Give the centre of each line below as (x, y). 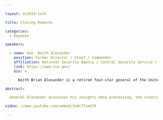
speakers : (15, 45)
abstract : (15, 89)
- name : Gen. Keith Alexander (40, 53)
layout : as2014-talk (26, 14)
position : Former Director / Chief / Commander (63, 58)
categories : (17, 31)
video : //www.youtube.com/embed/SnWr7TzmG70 (51, 106)
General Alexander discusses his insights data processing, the (76, 97)
